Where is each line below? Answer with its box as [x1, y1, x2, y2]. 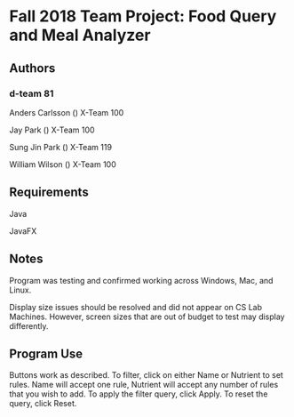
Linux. [9, 285, 32, 295]
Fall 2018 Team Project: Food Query [9, 6, 277, 27]
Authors [9, 60, 56, 76]
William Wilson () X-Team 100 [9, 158, 117, 170]
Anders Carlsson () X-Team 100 [9, 107, 124, 117]
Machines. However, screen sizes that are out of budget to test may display [9, 311, 285, 322]
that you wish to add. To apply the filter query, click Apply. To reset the [9, 389, 268, 399]
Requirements [9, 185, 89, 200]
